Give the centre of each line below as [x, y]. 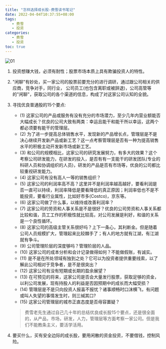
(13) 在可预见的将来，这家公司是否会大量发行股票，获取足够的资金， [89, 277]
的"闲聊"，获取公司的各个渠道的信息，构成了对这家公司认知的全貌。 [82, 94]
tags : [11, 19]
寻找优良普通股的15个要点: [39, 104]
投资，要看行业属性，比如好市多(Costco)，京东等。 [76, 196]
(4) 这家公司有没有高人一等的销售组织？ [60, 177]
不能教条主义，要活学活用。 [57, 325]
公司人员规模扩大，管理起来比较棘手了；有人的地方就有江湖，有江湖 [89, 233]
